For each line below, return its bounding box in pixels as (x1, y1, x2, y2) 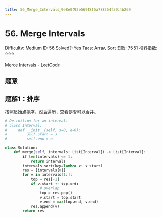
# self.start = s (5, 132, 57, 137)
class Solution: (5, 145, 38, 150)
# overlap (39, 186, 59, 191)
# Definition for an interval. (5, 118, 68, 123)
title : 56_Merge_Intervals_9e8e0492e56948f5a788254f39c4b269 (5, 7, 131, 12)
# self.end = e (5, 136, 53, 141)
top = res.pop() (39, 190, 73, 195)
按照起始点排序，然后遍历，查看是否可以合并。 (5, 109, 98, 115)
